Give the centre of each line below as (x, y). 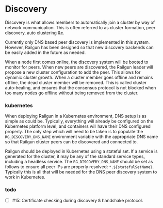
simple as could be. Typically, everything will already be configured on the (79, 121)
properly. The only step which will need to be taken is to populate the (74, 132)
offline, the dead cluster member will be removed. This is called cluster (76, 82)
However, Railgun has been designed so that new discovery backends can (79, 47)
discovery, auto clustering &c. (35, 33)
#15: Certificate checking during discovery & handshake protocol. (77, 200)
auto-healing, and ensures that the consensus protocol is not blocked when (81, 87)
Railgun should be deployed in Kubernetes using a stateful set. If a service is (81, 151)
